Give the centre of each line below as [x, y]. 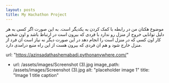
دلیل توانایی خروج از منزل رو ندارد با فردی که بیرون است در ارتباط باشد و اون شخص [85, 34]
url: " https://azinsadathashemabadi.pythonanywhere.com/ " [67, 55]
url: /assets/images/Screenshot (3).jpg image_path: [66, 64]
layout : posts [21, 10]
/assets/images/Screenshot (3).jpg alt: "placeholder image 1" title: [81, 70]
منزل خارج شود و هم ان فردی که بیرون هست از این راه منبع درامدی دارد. [74, 45]
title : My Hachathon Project [36, 15]
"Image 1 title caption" [36, 75]
